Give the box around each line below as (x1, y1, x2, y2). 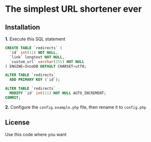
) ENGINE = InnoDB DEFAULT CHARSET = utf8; (5, 64, 87, 69)
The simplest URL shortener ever (5, 3, 142, 15)
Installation (5, 23, 40, 31)
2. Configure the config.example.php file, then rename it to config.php (5, 104, 146, 110)
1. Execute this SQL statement (5, 36, 66, 42)
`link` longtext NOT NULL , (9, 55, 65, 59)
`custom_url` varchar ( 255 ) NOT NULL (9, 59, 84, 64)
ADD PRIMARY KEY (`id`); (9, 77, 60, 82)
